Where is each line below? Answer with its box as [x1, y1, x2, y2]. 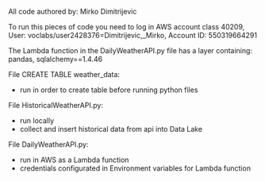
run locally [19, 116, 55, 125]
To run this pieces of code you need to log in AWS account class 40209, [8, 22, 245, 31]
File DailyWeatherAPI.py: [8, 140, 89, 149]
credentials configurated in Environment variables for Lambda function [19, 164, 252, 173]
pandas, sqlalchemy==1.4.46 [8, 55, 103, 64]
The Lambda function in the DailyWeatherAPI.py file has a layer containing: [8, 46, 252, 55]
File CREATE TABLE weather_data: [8, 70, 121, 79]
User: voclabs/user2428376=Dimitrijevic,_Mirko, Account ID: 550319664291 [8, 31, 258, 40]
